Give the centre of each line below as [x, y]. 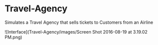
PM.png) [14, 37]
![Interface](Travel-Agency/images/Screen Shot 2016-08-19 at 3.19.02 [76, 32]
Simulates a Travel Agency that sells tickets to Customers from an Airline [79, 22]
